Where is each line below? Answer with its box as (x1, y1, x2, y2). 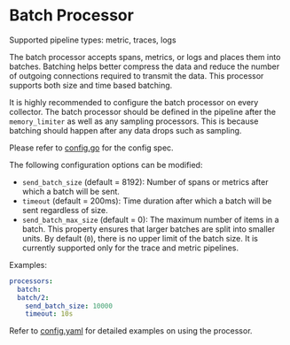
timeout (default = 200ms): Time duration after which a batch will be (21, 195, 272, 206)
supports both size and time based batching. (9, 80, 173, 90)
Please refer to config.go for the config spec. (9, 142, 175, 153)
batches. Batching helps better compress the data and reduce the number (9, 61, 280, 72)
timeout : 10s (25, 310, 74, 318)
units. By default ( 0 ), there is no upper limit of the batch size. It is (21, 233, 259, 243)
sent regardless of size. (21, 204, 108, 215)
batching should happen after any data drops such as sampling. (9, 125, 242, 135)
